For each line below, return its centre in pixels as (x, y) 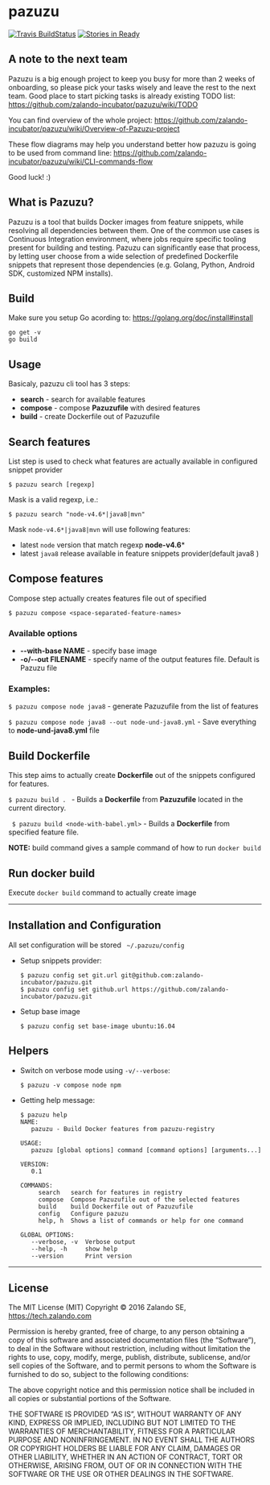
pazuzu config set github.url (78, 989)
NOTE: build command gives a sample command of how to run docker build (135, 848)
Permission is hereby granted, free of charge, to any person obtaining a (127, 1332)
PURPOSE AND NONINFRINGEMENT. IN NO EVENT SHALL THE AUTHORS (132, 1440)
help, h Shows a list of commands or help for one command (141, 1221)
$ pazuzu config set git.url (69, 975)
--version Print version (82, 1256)
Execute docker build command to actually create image (102, 892)
